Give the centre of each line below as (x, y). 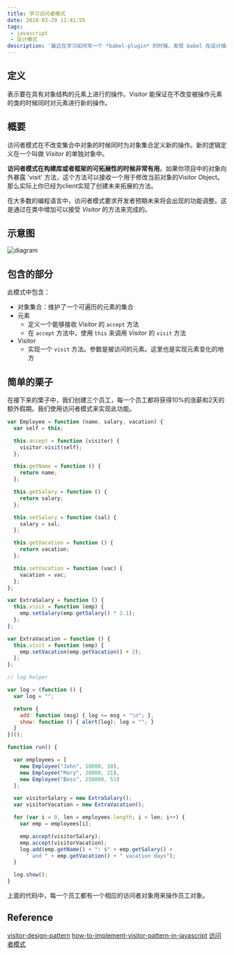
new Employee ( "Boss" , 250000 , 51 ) (70, 779)
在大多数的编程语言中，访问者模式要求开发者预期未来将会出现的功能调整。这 (117, 200)
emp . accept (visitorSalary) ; (60, 836)
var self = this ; (39, 428)
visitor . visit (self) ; (51, 447)
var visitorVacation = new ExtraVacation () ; (79, 805)
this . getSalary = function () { (61, 492)
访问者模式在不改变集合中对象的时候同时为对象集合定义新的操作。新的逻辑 (114, 145)
